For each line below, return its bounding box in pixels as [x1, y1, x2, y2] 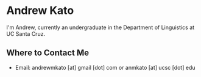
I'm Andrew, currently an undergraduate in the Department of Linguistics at [6, 24, 195, 31]
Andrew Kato [6, 4, 74, 18]
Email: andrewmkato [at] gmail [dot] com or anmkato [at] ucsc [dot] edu [15, 64, 196, 71]
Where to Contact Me [6, 48, 90, 58]
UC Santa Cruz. [6, 30, 46, 37]
